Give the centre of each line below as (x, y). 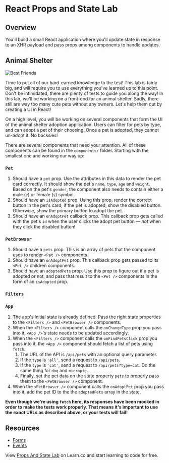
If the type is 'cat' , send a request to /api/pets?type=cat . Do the (88, 365)
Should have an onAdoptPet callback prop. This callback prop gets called (88, 216)
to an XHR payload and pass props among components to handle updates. (83, 45)
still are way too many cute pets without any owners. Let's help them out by (84, 104)
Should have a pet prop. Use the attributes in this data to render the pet (87, 179)
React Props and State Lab (62, 9)
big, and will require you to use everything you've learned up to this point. (82, 88)
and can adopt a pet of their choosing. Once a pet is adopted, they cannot (82, 130)
